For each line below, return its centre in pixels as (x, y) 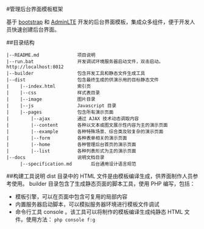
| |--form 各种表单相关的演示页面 (67, 138)
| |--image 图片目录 (51, 99)
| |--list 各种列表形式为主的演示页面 (71, 151)
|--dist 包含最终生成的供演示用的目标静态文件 (83, 80)
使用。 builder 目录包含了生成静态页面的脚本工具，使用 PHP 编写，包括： (103, 184)
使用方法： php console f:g (61, 219)
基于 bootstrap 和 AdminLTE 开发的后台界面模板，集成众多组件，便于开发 (98, 22)
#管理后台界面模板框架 (35, 9)
